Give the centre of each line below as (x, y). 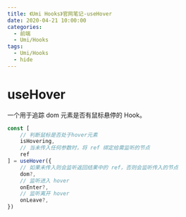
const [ (19, 128)
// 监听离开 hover (45, 194)
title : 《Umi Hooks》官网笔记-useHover (60, 14)
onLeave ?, (35, 200)
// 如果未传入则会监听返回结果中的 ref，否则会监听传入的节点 (99, 167)
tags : (15, 46)
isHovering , (37, 142)
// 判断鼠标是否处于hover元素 (59, 135)
